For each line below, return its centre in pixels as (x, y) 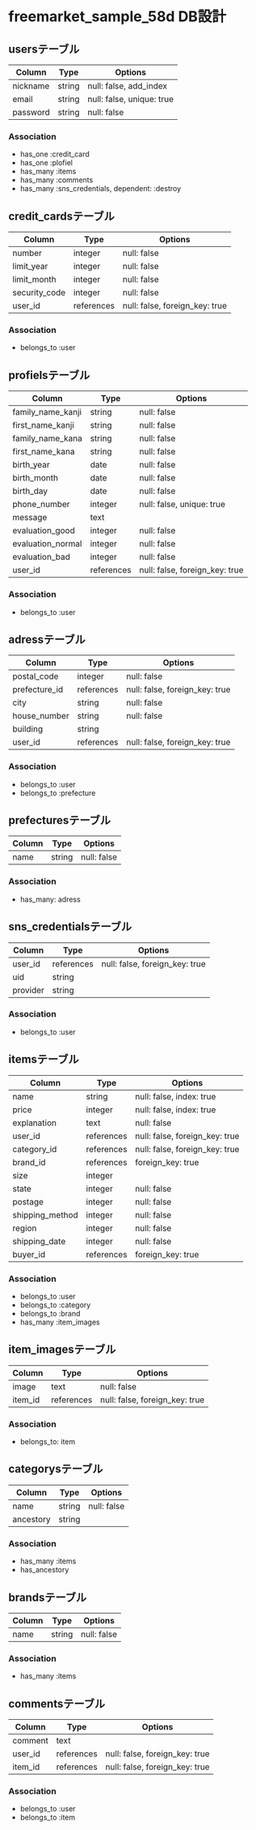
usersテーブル (44, 49)
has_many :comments (57, 180)
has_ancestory (44, 1570)
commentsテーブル (57, 1703)
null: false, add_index (128, 86)
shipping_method (45, 1214)
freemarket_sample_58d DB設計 (117, 17)
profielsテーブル (49, 375)
